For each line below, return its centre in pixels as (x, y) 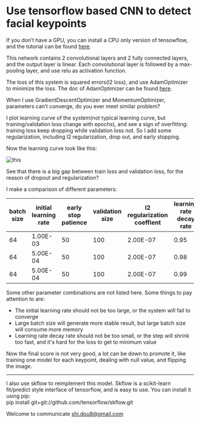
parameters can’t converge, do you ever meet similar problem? (83, 106)
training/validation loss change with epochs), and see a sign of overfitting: (97, 124)
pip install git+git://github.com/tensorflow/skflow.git (70, 402)
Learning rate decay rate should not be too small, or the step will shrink (102, 336)
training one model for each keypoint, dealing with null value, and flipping (96, 360)
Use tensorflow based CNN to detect (99, 11)
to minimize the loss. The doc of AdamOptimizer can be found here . (89, 88)
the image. (19, 366)
